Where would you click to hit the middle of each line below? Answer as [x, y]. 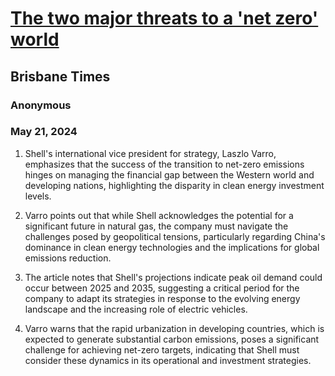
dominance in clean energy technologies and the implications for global [172, 247]
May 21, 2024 [44, 132]
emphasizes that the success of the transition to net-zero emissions [164, 164]
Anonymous [41, 105]
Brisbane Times [60, 76]
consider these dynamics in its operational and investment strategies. [168, 360]
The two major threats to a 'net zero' [164, 18]
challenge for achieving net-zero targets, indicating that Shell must [162, 349]
